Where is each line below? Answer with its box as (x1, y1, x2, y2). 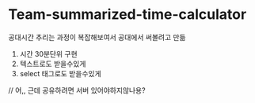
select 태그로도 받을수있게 (19, 68, 101, 78)
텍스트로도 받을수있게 (19, 59, 86, 68)
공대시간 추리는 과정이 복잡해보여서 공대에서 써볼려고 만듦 (8, 32, 186, 42)
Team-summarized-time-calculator (8, 6, 247, 24)
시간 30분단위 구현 (19, 49, 78, 58)
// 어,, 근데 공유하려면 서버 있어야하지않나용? (8, 85, 146, 95)
